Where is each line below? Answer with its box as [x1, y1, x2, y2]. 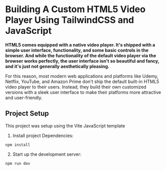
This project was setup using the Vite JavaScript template [5, 122, 125, 129]
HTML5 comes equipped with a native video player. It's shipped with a [5, 41, 155, 48]
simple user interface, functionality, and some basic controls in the [5, 47, 149, 53]
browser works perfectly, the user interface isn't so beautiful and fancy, [5, 58, 159, 64]
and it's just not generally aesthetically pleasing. [5, 63, 110, 69]
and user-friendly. [5, 95, 43, 101]
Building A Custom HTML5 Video [5, 4, 146, 15]
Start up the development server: [12, 151, 82, 157]
